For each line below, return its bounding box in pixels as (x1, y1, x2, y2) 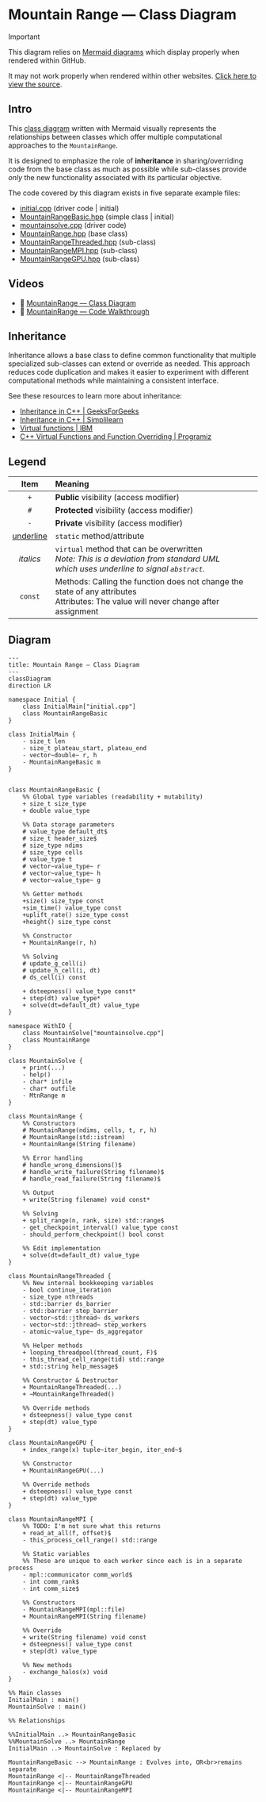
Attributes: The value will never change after (55, 596, 220, 607)
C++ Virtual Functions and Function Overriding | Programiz (19, 432, 212, 441)
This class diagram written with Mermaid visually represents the (8, 123, 217, 133)
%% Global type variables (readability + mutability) (22, 793, 203, 801)
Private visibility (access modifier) (55, 518, 184, 529)
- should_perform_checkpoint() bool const (22, 1230, 165, 1238)
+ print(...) (22, 1064, 66, 1072)
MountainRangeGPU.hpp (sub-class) (19, 254, 140, 264)
